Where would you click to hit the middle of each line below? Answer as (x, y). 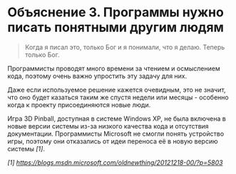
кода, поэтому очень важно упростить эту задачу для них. (97, 76)
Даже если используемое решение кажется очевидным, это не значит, (117, 89)
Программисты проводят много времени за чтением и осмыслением (114, 68)
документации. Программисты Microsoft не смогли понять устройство (116, 134)
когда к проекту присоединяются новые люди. (79, 104)
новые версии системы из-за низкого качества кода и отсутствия (108, 126)
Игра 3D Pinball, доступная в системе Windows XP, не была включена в (117, 119)
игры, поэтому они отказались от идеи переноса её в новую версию (113, 141)
